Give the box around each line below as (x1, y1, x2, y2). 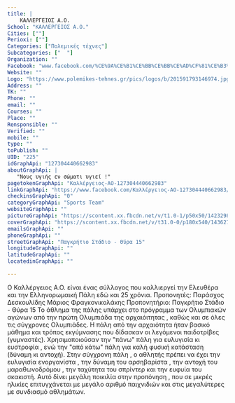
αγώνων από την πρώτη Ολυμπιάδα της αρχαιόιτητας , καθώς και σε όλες (7, 313, 226, 321)
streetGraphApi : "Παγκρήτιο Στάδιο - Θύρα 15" (7, 238, 145, 245)
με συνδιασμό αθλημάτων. (7, 387, 85, 396)
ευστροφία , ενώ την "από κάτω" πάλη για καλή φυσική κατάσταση (7, 343, 204, 351)
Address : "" (7, 82, 42, 89)
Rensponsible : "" (7, 121, 58, 128)
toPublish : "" (7, 147, 49, 154)
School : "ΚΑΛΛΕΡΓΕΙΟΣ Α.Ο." (7, 23, 90, 30)
